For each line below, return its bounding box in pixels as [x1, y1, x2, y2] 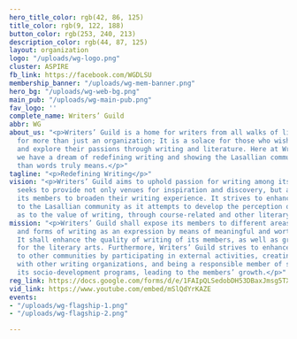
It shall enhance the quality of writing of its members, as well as [17, 235, 278, 244]
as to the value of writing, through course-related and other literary [17, 210, 291, 220]
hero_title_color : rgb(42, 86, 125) [9, 12, 144, 22]
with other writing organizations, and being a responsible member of [17, 260, 283, 269]
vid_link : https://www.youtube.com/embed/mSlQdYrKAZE [9, 284, 212, 293]
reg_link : [9, 276, 46, 285]
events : [9, 293, 38, 302]
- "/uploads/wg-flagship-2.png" [9, 309, 128, 319]
